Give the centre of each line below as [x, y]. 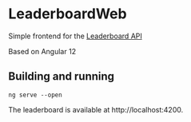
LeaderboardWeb [68, 14]
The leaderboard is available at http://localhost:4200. [96, 109]
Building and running [61, 77]
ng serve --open [35, 95]
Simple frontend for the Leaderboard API [75, 36]
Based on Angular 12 [42, 51]
